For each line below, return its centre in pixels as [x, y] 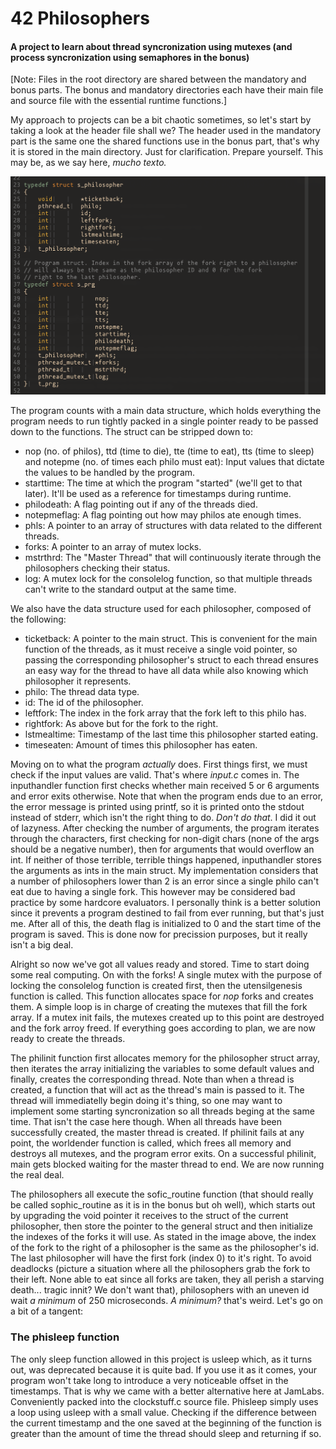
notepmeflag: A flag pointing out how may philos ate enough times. [163, 515]
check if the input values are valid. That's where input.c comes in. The [155, 775]
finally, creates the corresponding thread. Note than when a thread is [152, 1079]
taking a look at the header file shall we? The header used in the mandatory [166, 131]
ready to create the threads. [68, 1039]
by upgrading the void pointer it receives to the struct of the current [149, 1216]
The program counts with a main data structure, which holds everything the [166, 411]
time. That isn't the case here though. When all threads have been [146, 1122]
